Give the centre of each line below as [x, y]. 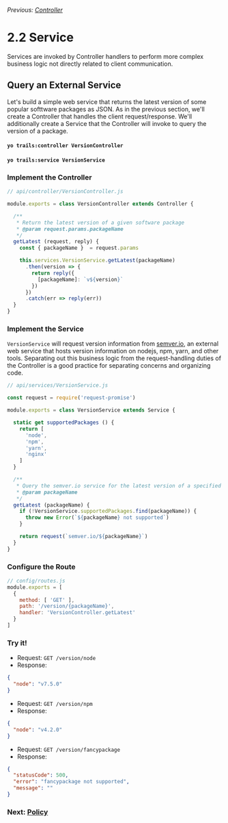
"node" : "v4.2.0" [38, 730]
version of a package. [38, 131]
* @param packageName [47, 492]
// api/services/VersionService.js [58, 385]
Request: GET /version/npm [55, 703]
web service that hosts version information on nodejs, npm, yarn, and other [113, 351]
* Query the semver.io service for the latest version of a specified [119, 485]
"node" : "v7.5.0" [38, 684]
